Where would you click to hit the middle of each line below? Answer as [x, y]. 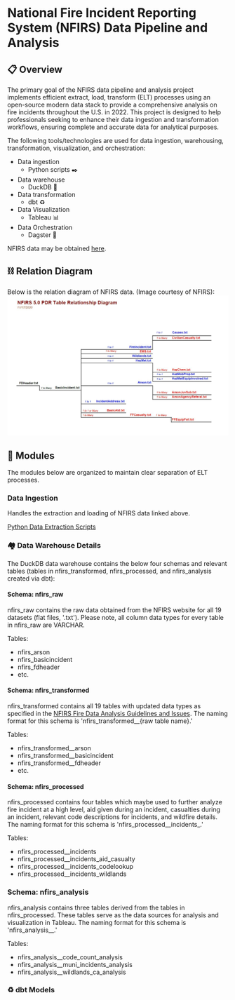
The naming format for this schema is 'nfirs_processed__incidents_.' [105, 825]
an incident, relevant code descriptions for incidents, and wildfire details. [112, 817]
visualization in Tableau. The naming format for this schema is [97, 922]
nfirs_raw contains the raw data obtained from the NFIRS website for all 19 [115, 610]
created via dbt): [31, 578]
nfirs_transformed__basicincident [65, 756]
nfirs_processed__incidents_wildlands [72, 874]
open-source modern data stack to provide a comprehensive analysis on [112, 104]
